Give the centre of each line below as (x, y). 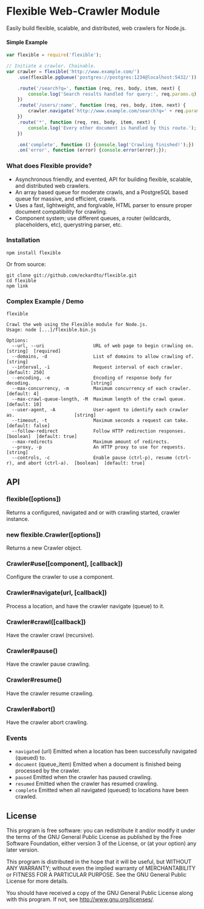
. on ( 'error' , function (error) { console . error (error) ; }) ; (92, 150)
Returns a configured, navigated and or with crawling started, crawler (93, 512)
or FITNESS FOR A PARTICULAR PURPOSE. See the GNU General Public (97, 875)
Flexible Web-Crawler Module (83, 11)
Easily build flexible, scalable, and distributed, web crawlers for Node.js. (96, 28)
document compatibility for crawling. (61, 211)
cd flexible (21, 281)
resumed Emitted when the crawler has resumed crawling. (87, 783)
